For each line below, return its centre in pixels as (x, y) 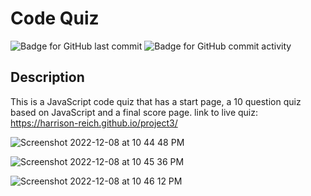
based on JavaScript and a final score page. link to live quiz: (134, 112)
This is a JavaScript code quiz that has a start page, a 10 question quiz (156, 101)
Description (47, 77)
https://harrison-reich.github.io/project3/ (94, 123)
